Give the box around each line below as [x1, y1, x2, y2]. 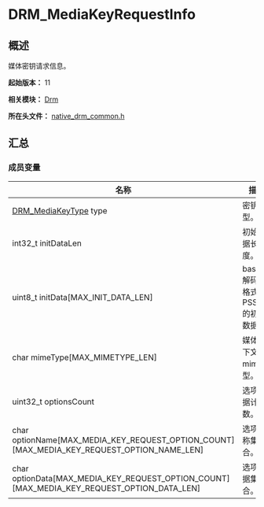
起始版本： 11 [8, 78, 51, 87]
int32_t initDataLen [12, 238, 82, 249]
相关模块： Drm [8, 94, 59, 104]
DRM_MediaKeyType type [12, 205, 108, 216]
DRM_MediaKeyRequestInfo [8, 6, 196, 24]
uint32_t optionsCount [12, 396, 95, 407]
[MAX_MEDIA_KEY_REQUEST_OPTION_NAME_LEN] [12, 444, 204, 455]
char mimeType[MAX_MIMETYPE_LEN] [12, 352, 157, 363]
